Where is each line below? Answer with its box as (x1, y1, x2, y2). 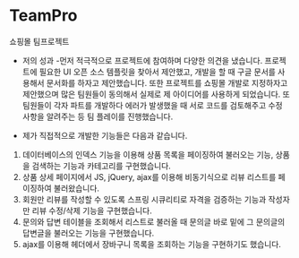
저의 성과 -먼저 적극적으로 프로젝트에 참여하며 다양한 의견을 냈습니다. (21, 55, 263, 65)
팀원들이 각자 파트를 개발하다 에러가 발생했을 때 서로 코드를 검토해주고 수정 (21, 99, 284, 110)
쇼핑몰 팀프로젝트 (9, 36, 70, 47)
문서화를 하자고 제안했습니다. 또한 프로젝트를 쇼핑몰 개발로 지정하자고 (46, 77, 288, 88)
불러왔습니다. (53, 183, 100, 193)
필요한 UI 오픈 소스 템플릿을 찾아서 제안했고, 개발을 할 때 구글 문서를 (38, 66, 276, 77)
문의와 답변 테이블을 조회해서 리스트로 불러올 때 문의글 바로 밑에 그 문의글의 (21, 216, 286, 227)
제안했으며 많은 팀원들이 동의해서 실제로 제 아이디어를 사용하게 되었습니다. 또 (21, 89, 291, 99)
